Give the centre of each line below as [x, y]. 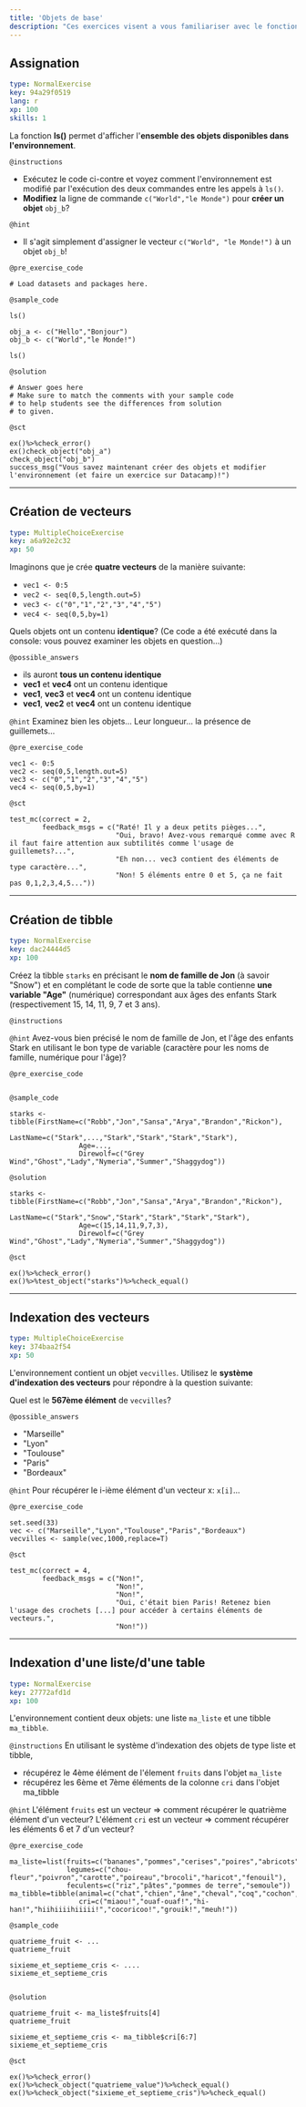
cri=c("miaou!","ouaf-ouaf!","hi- [144, 1902]
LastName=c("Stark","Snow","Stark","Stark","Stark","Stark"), [130, 1218]
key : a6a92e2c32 [40, 541]
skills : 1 [28, 118]
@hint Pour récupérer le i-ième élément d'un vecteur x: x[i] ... [125, 1490]
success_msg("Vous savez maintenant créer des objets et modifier [138, 467]
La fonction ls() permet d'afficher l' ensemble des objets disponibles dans [149, 135]
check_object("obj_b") [52, 459]
